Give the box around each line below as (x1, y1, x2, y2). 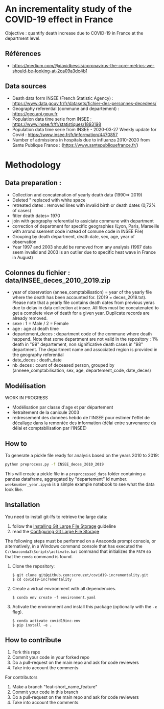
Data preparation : (5, 179, 62, 187)
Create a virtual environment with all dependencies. (12, 585, 117, 591)
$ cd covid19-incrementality (12, 577, 72, 582)
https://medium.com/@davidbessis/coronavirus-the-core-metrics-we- (12, 62, 155, 68)
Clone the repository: (12, 563, 55, 569)
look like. (5, 486, 23, 492)
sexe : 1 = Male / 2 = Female (12, 321, 69, 327)
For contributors (5, 674, 38, 680)
